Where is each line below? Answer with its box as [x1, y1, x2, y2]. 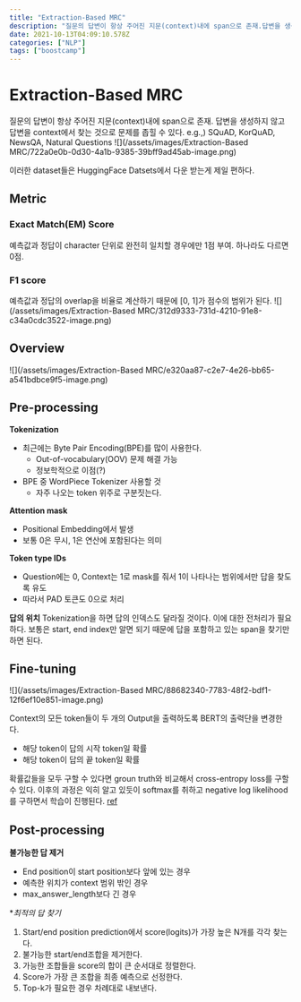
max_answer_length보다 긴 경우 [21, 888, 137, 900]
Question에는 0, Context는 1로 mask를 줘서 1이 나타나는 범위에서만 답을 [21, 570, 275, 582]
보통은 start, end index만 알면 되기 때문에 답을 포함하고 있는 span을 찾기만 [28, 623, 290, 634]
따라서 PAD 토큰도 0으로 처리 [21, 593, 125, 604]
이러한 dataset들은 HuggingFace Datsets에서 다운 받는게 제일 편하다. [9, 165, 255, 176]
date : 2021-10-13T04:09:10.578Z [9, 30, 130, 39]
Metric [9, 192, 47, 207]
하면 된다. [9, 635, 43, 646]
